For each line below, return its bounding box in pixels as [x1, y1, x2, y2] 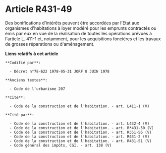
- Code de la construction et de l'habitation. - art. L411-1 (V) [9, 103, 150, 109]
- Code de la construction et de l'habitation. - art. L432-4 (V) [9, 121, 150, 126]
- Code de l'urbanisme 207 [9, 86, 65, 91]
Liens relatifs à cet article [5, 51, 58, 57]
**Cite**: [5, 95, 26, 100]
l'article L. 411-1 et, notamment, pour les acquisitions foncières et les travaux [5, 36, 161, 42]
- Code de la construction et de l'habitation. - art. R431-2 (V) [9, 134, 150, 139]
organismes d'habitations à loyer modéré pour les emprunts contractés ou [5, 25, 157, 31]
